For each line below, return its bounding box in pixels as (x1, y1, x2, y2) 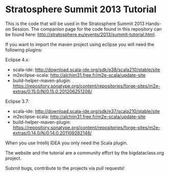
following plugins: (5, 47, 42, 53)
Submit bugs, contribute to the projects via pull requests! (5, 165, 125, 171)
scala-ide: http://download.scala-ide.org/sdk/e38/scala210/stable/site (12, 67, 160, 73)
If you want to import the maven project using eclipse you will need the (5, 41, 155, 47)
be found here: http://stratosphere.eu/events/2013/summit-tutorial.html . (5, 31, 156, 37)
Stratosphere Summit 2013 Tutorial (5, 4, 157, 15)
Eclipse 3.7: (5, 98, 30, 104)
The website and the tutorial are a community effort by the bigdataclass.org (5, 149, 164, 156)
